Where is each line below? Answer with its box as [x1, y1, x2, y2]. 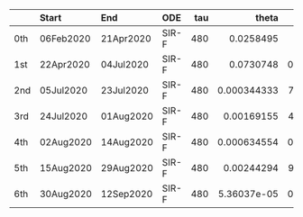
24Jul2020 [39, 110, 88, 122]
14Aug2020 [100, 136, 153, 148]
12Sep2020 [100, 188, 153, 200]
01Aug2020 [100, 110, 153, 122]
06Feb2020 [39, 32, 91, 44]
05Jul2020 [39, 85, 88, 96]
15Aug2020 [39, 162, 93, 174]
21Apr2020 [100, 32, 151, 44]
